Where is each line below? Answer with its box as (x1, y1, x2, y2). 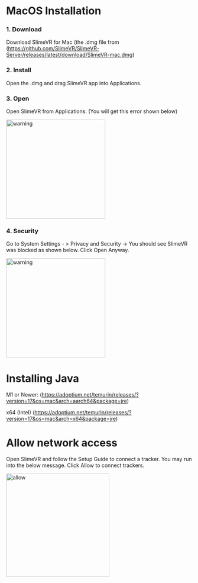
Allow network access (6, 436, 118, 449)
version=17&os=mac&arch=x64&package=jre (6, 415, 116, 423)
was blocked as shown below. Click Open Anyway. (6, 247, 129, 254)
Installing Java (6, 372, 80, 385)
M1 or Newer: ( (6, 391, 43, 398)
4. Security (6, 227, 38, 235)
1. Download (6, 25, 43, 34)
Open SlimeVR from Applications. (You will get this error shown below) (6, 108, 178, 115)
